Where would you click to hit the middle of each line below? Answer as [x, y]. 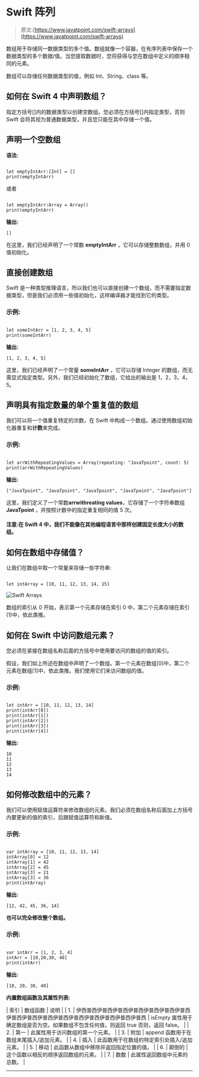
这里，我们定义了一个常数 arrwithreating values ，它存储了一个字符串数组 [96, 502]
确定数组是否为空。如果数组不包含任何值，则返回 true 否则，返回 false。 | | [98, 1025]
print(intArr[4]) [28, 731]
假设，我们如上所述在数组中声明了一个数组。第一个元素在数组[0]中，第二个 [98, 663]
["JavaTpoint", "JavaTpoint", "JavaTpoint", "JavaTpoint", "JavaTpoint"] [99, 491]
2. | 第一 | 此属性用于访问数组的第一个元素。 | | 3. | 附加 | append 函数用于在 [99, 1032]
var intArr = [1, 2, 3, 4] [39, 952]
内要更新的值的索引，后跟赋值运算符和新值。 [61, 818]
